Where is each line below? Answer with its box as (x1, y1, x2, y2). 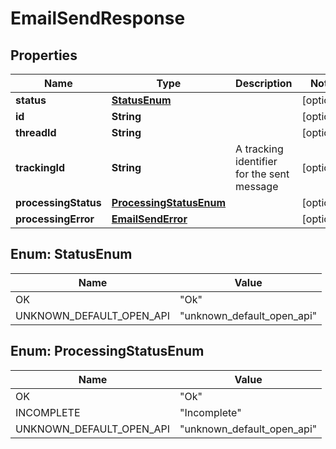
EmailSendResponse (10, 7, 186, 30)
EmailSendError (111, 212, 188, 226)
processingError (15, 212, 95, 226)
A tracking (235, 142, 284, 156)
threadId (15, 126, 57, 139)
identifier (235, 155, 278, 168)
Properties (10, 47, 78, 64)
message (235, 180, 279, 193)
